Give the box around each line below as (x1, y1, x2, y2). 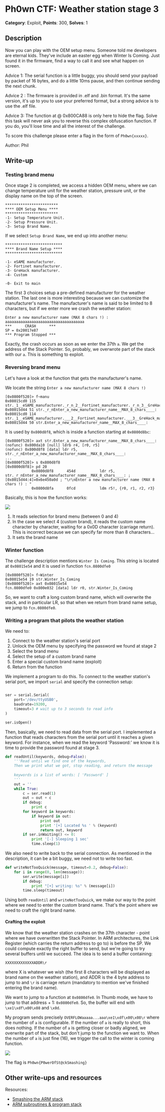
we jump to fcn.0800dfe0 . (5, 605, 56, 611)
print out (40, 818, 60, 823)
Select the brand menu (12, 648, 59, 654)
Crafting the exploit (5, 919, 46, 924)
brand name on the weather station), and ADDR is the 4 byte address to (5, 974, 150, 980)
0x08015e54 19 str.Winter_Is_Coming (5, 577, 80, 582)
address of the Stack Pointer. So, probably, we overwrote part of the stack (5, 346, 156, 352)
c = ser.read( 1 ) (23, 791, 56, 796)
